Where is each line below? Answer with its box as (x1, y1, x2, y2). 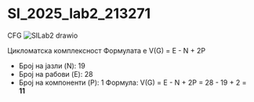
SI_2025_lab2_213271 (7, 5, 151, 23)
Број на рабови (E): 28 (18, 69, 93, 78)
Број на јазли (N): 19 (18, 60, 85, 71)
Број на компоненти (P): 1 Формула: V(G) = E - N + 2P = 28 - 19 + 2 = (18, 78, 248, 87)
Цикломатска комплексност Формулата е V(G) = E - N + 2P (7, 46, 206, 55)
